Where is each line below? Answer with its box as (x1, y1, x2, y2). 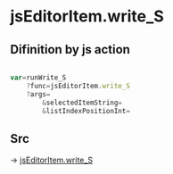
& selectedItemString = (42, 98, 123, 107)
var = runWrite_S (10, 73, 67, 82)
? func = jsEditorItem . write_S (26, 81, 130, 90)
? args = (26, 89, 51, 99)
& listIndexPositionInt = (42, 106, 130, 115)
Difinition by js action (10, 42, 130, 57)
